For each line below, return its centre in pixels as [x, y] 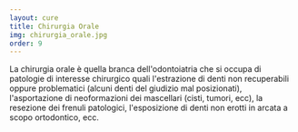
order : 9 [26, 43]
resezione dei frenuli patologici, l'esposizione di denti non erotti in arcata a [149, 108]
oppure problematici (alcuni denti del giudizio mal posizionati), [126, 88]
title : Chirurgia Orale [55, 26]
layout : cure [34, 18]
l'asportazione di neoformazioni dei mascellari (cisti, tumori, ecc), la [136, 98]
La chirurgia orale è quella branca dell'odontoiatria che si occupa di [135, 69]
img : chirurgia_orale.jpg [58, 35]
